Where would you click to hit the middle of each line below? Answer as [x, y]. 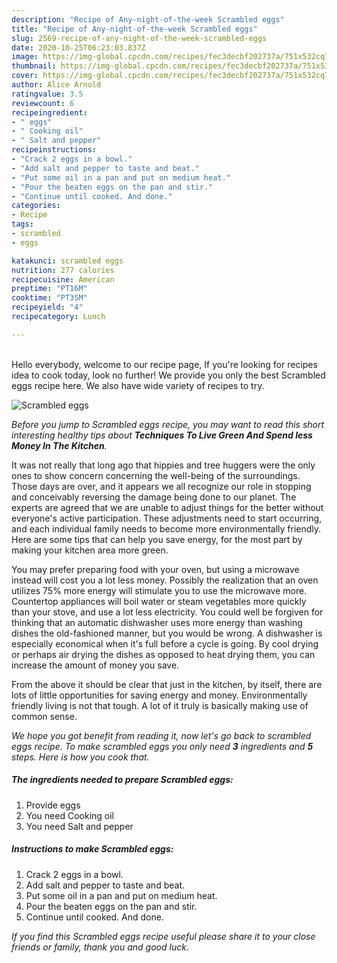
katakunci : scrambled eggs [67, 261]
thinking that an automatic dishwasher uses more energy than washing [157, 622]
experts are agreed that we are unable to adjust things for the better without [167, 507]
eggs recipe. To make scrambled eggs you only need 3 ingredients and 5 [162, 746]
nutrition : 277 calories [63, 270]
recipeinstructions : [54, 150]
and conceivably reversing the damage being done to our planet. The [154, 497]
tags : [22, 224]
